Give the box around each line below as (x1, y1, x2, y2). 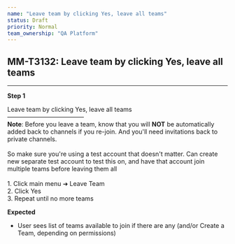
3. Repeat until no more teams (7, 194, 94, 203)
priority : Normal (7, 23, 58, 30)
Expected (7, 208, 36, 217)
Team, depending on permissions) (17, 229, 117, 238)
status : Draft (7, 17, 49, 24)
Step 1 (7, 92, 26, 100)
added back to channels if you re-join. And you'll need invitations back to (7, 127, 218, 136)
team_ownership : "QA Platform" (7, 29, 99, 37)
